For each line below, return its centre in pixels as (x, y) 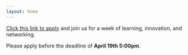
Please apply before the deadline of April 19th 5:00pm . (73, 46)
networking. (21, 34)
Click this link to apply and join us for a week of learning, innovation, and (94, 28)
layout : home (22, 11)
